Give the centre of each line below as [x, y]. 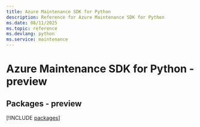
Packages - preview [44, 103]
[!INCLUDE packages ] [33, 118]
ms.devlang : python [31, 34]
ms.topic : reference [32, 28]
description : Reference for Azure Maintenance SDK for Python [85, 17]
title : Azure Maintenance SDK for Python [59, 12]
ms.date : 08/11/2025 [32, 23]
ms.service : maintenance [37, 39]
